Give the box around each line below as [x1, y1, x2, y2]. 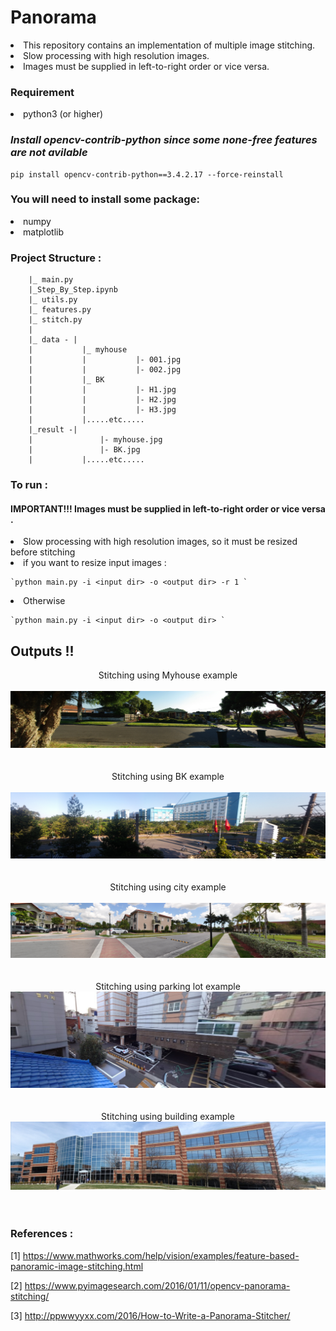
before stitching [10, 546, 76, 558]
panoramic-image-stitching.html [10, 1260, 144, 1272]
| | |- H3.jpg [28, 405, 177, 415]
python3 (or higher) [23, 108, 104, 120]
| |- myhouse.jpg [28, 435, 163, 445]
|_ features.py [28, 305, 92, 315]
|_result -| [28, 425, 78, 435]
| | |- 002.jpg [28, 365, 182, 375]
